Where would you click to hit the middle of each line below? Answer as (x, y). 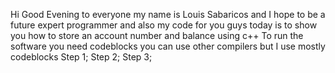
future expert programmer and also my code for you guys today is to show (164, 25)
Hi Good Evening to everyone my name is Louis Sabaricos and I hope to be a (168, 14)
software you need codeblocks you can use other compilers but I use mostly (168, 46)
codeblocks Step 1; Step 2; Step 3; (81, 57)
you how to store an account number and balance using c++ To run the (157, 35)
